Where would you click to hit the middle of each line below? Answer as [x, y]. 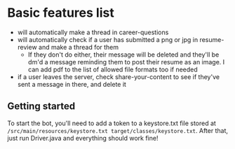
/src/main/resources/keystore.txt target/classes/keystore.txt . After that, [118, 130]
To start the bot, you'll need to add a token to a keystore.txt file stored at [112, 123]
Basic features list [61, 13]
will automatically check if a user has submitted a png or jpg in [108, 39]
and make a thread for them [79, 47]
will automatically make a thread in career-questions [93, 32]
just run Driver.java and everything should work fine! [83, 138]
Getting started [41, 106]
